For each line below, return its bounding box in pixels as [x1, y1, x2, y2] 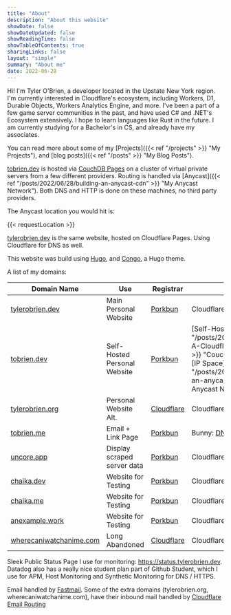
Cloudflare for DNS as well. [7, 241, 84, 249]
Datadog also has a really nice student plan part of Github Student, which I [7, 565, 218, 573]
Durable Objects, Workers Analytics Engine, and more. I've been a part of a [7, 101, 220, 109]
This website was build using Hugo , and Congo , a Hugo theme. [7, 254, 186, 262]
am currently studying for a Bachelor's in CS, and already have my [7, 123, 195, 131]
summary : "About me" [7, 61, 67, 68]
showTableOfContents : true [7, 42, 85, 49]
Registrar [152, 283, 184, 293]
